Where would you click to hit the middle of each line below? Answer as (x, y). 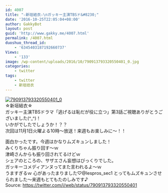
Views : (12, 52)
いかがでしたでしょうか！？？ (36, 124)
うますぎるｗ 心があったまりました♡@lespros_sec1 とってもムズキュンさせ (83, 173)
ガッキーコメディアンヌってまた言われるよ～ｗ (54, 167)
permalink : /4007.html (29, 38)
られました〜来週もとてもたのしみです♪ (47, 179)
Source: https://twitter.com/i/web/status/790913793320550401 (71, 185)
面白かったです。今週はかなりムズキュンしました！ (58, 141)
